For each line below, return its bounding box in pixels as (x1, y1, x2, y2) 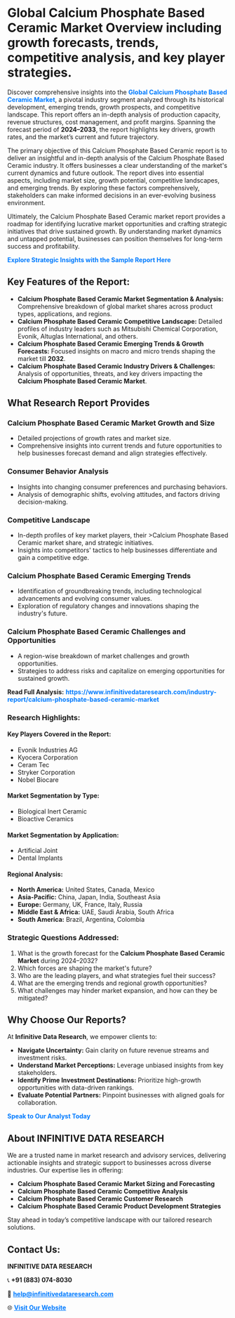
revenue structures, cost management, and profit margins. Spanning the (7, 117, 216, 126)
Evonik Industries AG (17, 745, 79, 754)
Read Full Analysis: (7, 687, 65, 696)
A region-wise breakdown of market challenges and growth (17, 651, 189, 660)
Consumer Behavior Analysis (7, 466, 109, 476)
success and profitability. (7, 242, 81, 250)
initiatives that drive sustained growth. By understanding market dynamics (7, 227, 222, 235)
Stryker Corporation (17, 768, 76, 776)
